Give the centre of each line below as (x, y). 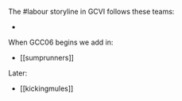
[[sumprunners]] (46, 58)
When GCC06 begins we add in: (61, 42)
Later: (18, 73)
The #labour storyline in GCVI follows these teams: (91, 12)
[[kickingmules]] (46, 88)
